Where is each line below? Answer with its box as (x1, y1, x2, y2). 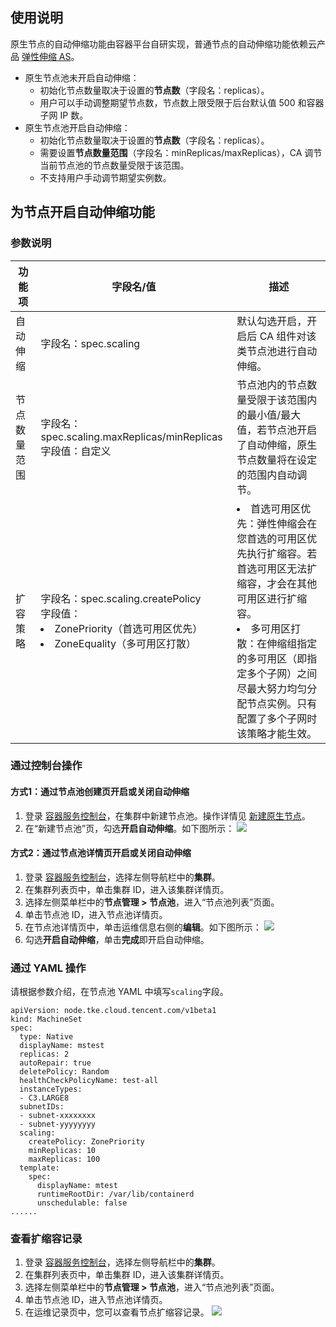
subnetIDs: (19, 1102, 65, 1112)
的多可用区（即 (236, 651, 308, 665)
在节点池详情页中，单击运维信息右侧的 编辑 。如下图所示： (24, 921, 262, 933)
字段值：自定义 (40, 444, 112, 458)
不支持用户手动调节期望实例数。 (39, 171, 172, 183)
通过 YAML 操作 (10, 961, 87, 975)
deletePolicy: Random (19, 1067, 110, 1077)
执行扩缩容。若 (246, 546, 318, 560)
